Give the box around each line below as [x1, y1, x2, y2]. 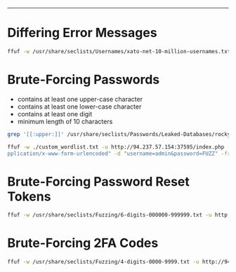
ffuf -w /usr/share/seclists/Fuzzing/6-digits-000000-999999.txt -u [7, 212, 212, 219]
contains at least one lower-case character [17, 102, 142, 111]
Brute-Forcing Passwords [7, 72, 160, 88]
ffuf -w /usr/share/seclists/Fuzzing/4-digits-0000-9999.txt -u [7, 259, 199, 266]
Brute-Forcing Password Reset [7, 173, 190, 189]
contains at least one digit [17, 109, 93, 118]
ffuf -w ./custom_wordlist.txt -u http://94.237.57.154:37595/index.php [7, 143, 225, 151]
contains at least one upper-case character [17, 95, 143, 103]
